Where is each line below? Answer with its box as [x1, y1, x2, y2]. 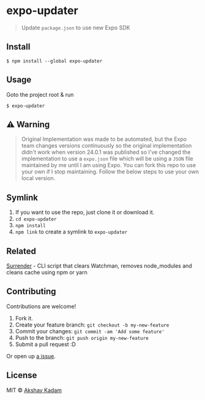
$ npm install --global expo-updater [6, 58, 103, 64]
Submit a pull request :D [15, 341, 76, 348]
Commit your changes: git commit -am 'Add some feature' [15, 327, 165, 334]
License [6, 370, 37, 380]
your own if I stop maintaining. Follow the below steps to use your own [21, 168, 199, 175]
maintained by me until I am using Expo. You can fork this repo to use [21, 162, 196, 169]
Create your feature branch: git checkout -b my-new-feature [15, 321, 170, 328]
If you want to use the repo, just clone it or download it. [15, 209, 155, 216]
